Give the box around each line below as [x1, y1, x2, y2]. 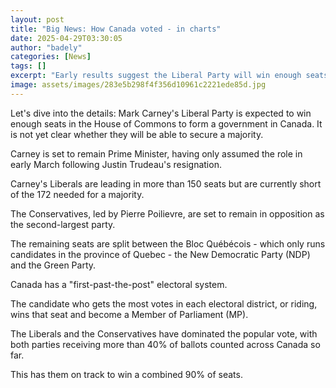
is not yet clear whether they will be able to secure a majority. [10, 128, 264, 140]
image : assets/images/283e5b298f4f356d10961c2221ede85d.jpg [10, 80, 267, 90]
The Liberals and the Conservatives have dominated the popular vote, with [10, 327, 318, 340]
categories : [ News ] [10, 52, 92, 62]
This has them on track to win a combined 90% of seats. [10, 368, 243, 380]
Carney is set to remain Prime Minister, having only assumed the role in [10, 147, 303, 160]
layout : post [10, 14, 65, 25]
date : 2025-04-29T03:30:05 [10, 33, 123, 43]
